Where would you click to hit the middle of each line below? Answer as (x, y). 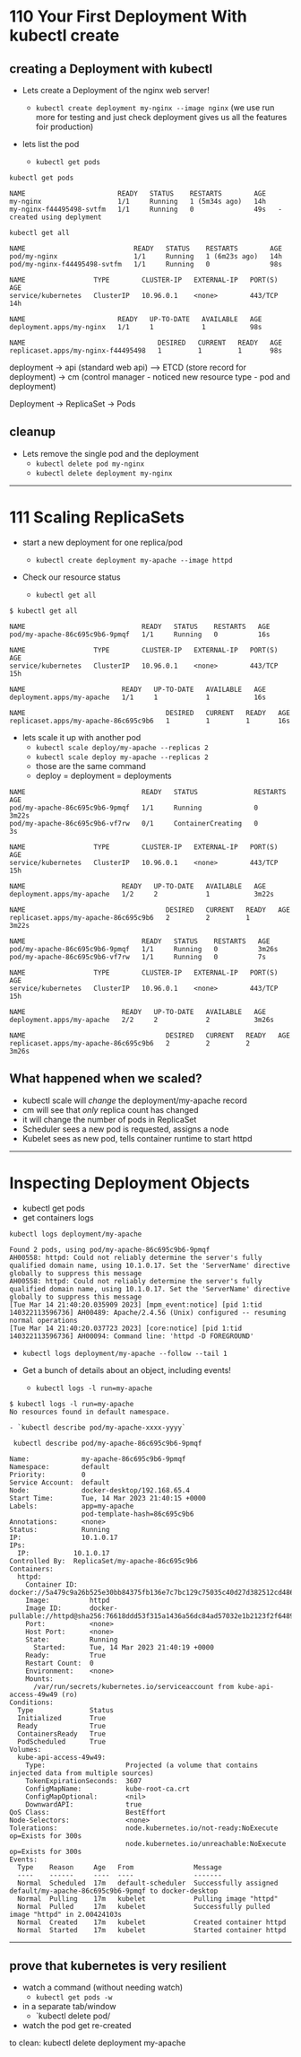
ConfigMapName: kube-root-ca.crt (108, 1789)
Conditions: (31, 1702)
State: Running (72, 1640)
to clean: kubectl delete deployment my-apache (98, 2043)
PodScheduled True (61, 1742)
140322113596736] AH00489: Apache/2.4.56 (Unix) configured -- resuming (148, 1312)
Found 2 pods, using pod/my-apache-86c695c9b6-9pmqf (110, 1249)
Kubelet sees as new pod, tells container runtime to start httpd (137, 1138)
